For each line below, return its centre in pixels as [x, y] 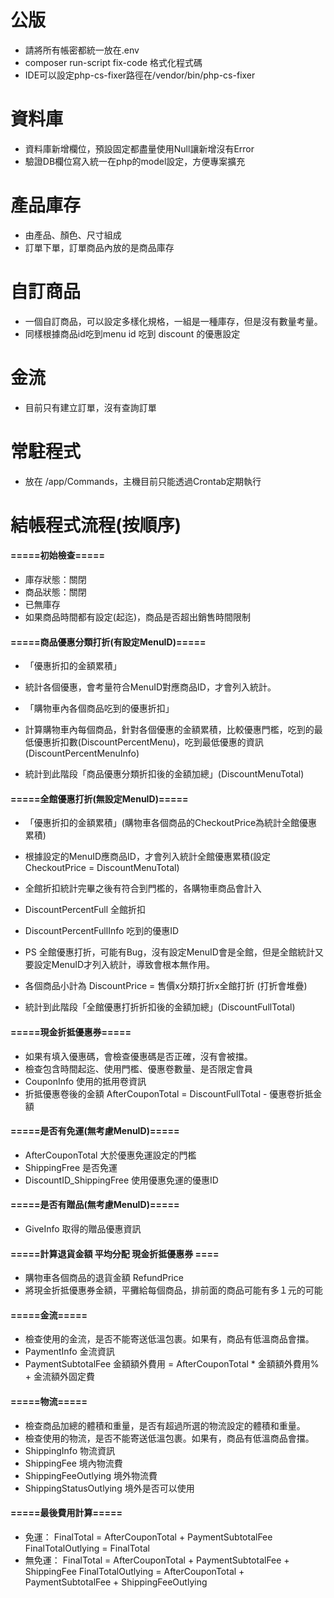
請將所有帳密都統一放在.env [82, 50]
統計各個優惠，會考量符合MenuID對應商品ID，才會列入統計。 [150, 687]
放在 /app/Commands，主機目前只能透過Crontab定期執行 [143, 481]
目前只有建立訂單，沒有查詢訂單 [90, 407]
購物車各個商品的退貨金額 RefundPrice [104, 1278]
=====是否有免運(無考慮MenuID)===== [95, 1131]
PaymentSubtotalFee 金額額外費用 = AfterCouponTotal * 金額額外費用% [172, 1364]
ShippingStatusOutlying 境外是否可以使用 [109, 1488]
